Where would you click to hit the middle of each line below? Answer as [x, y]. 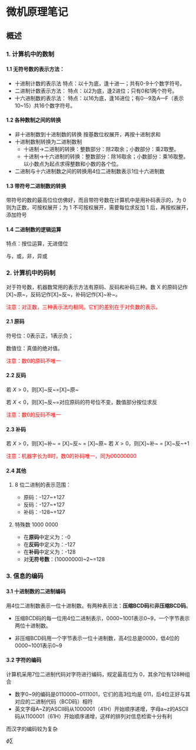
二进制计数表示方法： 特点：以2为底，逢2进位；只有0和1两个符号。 [96, 91]
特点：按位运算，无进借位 [37, 244]
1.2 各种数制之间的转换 [34, 120]
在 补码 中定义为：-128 [49, 552]
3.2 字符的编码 [24, 660]
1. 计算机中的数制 [30, 54]
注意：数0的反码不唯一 [34, 415]
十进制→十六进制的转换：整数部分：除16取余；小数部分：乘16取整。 [106, 156]
